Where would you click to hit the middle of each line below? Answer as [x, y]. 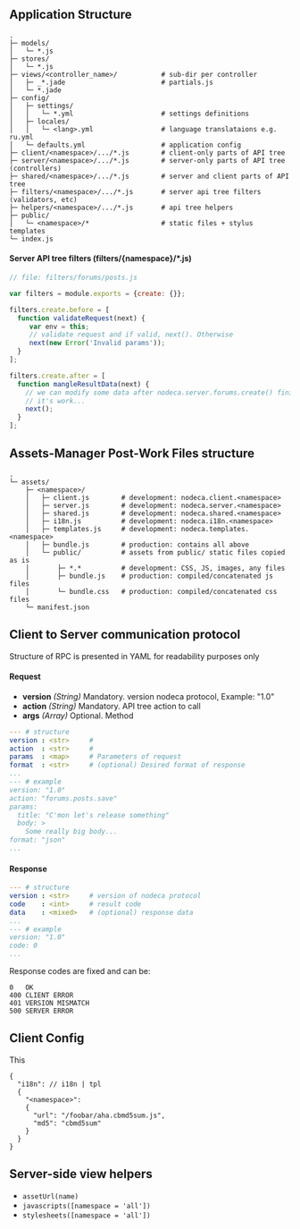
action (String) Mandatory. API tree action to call [111, 706]
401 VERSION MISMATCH [50, 1004]
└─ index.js [31, 239]
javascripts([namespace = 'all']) [86, 1206]
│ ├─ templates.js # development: [101, 529]
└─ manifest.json [58, 607]
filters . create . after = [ [57, 376]
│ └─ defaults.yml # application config [125, 145]
